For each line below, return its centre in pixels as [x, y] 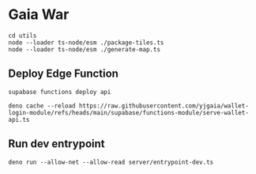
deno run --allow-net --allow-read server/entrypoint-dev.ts [111, 162]
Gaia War [39, 15]
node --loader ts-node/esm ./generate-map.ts [84, 49]
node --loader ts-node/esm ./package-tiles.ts [86, 42]
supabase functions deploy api [60, 92]
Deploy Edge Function [63, 74]
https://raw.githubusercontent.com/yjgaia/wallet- [164, 106]
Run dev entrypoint [56, 144]
